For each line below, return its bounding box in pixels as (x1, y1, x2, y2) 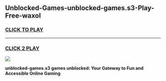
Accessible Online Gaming (5, 70, 61, 76)
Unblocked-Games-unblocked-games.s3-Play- (5, 4, 155, 12)
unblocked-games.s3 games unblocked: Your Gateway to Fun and (5, 65, 144, 71)
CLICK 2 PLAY (5, 45, 40, 52)
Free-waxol (5, 12, 41, 20)
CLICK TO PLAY (5, 27, 43, 33)
